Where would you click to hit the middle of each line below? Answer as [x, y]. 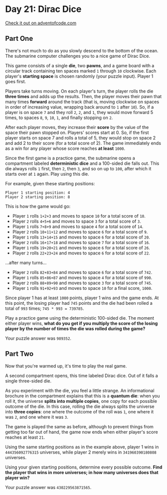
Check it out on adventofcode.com [41, 23]
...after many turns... [26, 262]
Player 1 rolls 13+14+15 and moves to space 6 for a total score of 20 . [81, 237]
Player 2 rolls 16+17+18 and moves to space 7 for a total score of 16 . [81, 242]
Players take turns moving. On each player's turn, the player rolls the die [79, 91]
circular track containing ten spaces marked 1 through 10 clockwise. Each [81, 71]
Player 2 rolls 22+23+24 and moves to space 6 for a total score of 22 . [81, 253]
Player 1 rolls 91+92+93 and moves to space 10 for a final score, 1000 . [82, 288]
